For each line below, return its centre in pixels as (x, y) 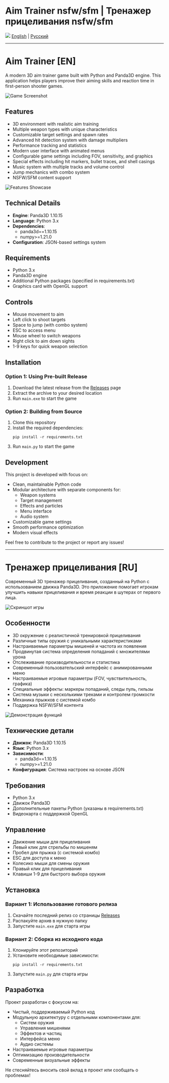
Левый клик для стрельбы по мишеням (55, 847)
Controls (19, 302)
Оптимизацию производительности (51, 1055)
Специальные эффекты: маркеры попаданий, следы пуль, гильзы (83, 689)
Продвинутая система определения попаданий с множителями (81, 651)
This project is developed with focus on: (47, 474)
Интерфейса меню (40, 1039)
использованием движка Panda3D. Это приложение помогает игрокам (82, 587)
